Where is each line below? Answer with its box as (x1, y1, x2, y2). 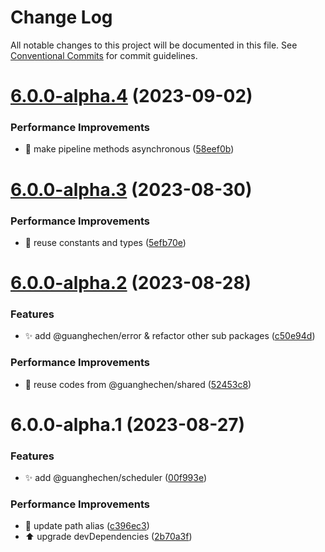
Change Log (10, 6, 113, 29)
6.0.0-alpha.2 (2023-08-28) (10, 272, 252, 295)
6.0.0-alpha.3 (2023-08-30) (10, 178, 253, 201)
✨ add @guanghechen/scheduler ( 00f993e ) (24, 472, 208, 484)
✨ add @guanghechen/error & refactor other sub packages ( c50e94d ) (24, 330, 316, 342)
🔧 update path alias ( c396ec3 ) (24, 520, 150, 532)
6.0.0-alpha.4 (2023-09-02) (10, 85, 253, 108)
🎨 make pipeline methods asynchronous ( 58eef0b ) (24, 143, 235, 155)
